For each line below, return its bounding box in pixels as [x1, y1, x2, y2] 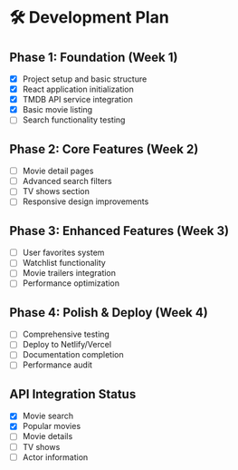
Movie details [22, 431, 73, 442]
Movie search [22, 410, 74, 422]
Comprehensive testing [22, 328, 110, 340]
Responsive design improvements [22, 196, 149, 207]
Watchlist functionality [22, 258, 106, 269]
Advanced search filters [22, 176, 112, 187]
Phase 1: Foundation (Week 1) [9, 49, 178, 64]
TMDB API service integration [22, 94, 133, 105]
